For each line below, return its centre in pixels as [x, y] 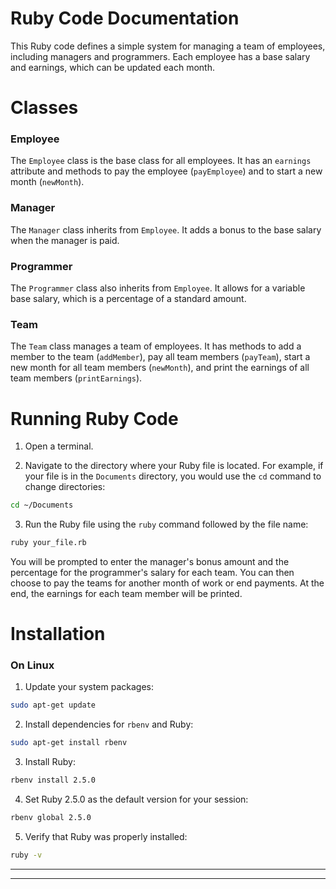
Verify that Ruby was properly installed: [106, 836]
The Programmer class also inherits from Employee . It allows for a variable [158, 288]
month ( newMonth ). [47, 182]
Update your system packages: [89, 687]
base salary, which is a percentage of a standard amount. [128, 299]
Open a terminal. [59, 446]
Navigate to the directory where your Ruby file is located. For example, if [174, 466]
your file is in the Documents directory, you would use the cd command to [173, 476]
